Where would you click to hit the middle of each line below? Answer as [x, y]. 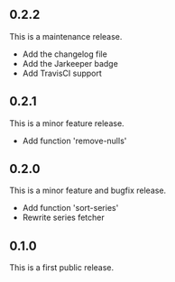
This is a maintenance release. [66, 36]
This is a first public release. [62, 268]
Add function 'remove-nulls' [74, 141]
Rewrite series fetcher [64, 218]
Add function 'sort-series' [70, 208]
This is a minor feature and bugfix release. [88, 191]
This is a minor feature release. [67, 123]
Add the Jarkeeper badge [70, 63]
